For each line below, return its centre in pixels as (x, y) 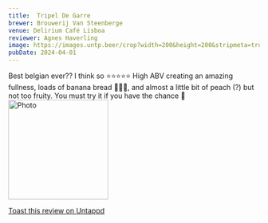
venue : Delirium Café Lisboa (57, 30)
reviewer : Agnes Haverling (53, 38)
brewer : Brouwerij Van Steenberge (66, 23)
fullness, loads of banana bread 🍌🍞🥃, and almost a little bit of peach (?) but (131, 87)
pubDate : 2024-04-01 (43, 53)
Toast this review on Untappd (57, 211)
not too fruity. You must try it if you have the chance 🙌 (97, 96)
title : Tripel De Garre (49, 16)
